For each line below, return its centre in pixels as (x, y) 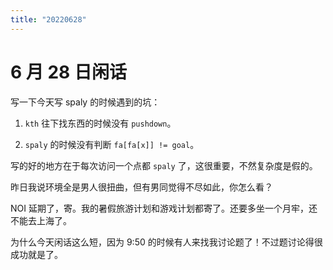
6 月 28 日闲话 (68, 72)
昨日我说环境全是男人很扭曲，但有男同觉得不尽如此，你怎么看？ (141, 187)
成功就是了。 (36, 254)
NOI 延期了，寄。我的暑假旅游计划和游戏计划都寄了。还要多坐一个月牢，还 (164, 208)
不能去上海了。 (41, 220)
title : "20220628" (48, 19)
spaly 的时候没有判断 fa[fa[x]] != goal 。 (112, 144)
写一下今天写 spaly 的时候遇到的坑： (85, 102)
